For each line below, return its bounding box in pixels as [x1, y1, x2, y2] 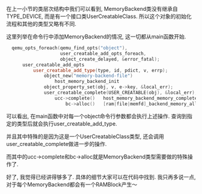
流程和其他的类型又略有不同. [6, 20, 77, 27]
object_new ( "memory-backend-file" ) [44, 73, 133, 79]
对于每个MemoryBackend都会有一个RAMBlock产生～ [6, 181, 138, 188]
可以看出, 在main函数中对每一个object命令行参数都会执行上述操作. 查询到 [6, 112, 188, 120]
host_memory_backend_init [54, 79, 120, 85]
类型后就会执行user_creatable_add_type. [16, 120, 117, 127]
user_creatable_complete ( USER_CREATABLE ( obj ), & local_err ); [44, 89, 198, 95]
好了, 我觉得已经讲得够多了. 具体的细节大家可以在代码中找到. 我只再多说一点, [6, 173, 196, 180]
